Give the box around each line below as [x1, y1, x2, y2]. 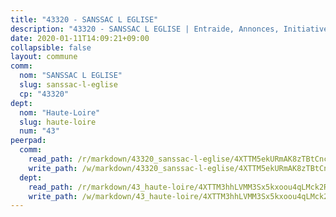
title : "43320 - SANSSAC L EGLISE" [10, 14, 159, 25]
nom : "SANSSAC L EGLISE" [19, 71, 123, 81]
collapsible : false [10, 42, 92, 53]
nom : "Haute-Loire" [19, 107, 101, 118]
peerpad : [10, 136, 47, 146]
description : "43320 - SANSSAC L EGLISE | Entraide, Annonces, [10, 24, 280, 34]
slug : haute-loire [19, 117, 97, 127]
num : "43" [19, 126, 60, 136]
